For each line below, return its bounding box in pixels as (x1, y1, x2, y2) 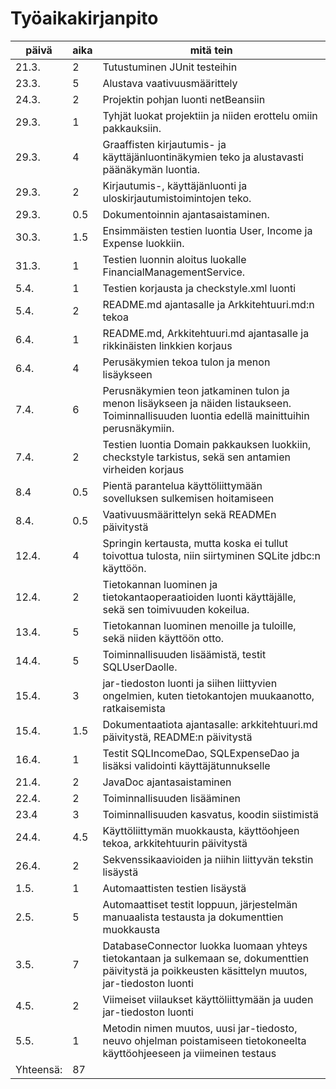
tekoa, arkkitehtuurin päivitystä (102, 836, 248, 850)
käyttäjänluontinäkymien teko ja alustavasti (102, 150, 304, 164)
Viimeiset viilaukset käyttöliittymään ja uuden (102, 992, 314, 1006)
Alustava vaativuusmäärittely (102, 76, 238, 90)
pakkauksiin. (102, 121, 162, 135)
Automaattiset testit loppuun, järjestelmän (102, 897, 298, 911)
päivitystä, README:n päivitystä (102, 730, 253, 744)
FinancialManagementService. (102, 265, 246, 279)
